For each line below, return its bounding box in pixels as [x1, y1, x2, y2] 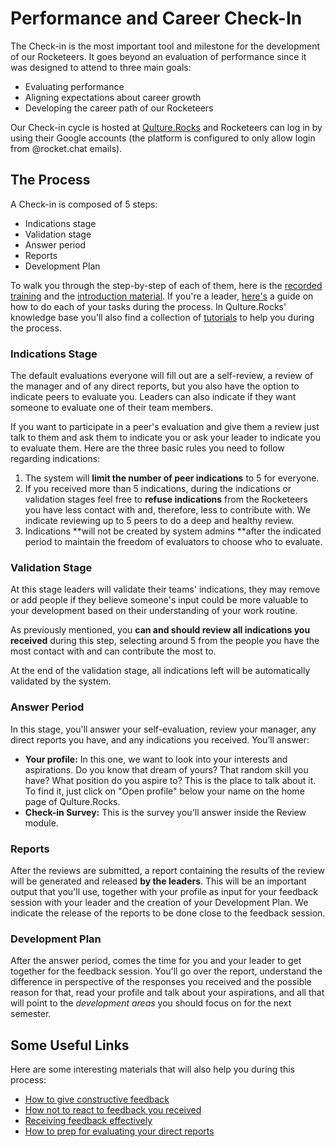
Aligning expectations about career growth [24, 91, 202, 103]
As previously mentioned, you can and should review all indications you [10, 624, 311, 636]
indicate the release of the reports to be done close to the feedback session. [10, 907, 326, 919]
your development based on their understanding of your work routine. [10, 605, 298, 617]
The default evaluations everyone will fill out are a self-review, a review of [10, 370, 314, 382]
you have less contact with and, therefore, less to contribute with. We [24, 504, 311, 516]
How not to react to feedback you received [24, 1104, 202, 1116]
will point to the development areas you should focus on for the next [10, 997, 292, 1009]
